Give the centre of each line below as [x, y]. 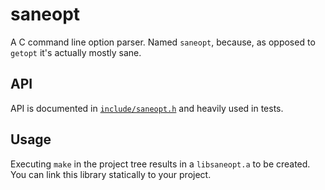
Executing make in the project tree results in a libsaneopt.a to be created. [160, 164]
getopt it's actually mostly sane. [76, 52]
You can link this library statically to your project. [111, 174]
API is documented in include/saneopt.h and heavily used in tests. [147, 108]
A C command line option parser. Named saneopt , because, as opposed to [163, 42]
